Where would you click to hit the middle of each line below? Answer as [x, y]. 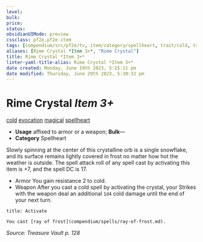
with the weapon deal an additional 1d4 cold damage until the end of [100, 194]
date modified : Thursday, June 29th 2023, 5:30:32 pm [76, 74]
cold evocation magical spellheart [48, 120]
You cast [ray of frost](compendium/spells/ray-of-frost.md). [86, 222]
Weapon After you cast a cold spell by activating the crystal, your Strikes [105, 187]
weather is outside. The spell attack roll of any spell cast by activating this [98, 163]
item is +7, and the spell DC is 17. [47, 169]
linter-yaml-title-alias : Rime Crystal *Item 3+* [70, 62]
